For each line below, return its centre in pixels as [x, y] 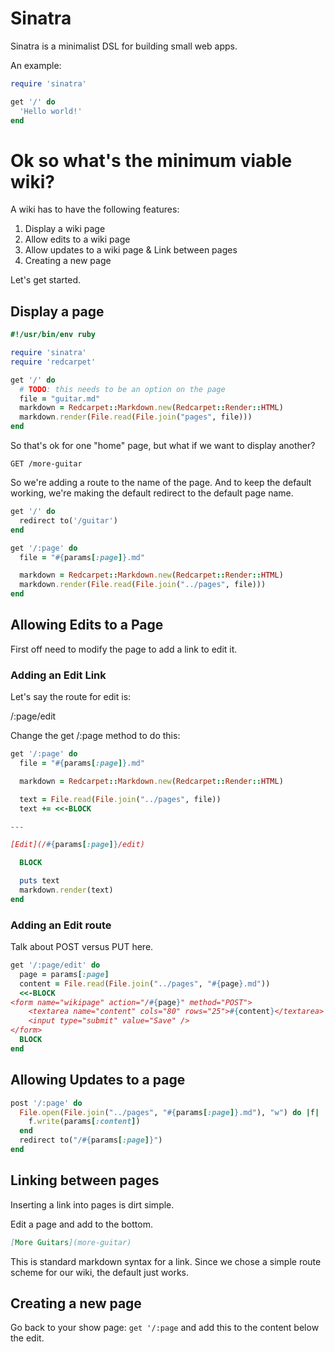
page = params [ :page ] [64, 974]
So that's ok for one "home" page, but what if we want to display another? [163, 446]
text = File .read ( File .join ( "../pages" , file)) [120, 799]
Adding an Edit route [61, 925]
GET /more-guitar [46, 464]
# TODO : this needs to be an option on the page [122, 389]
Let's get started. [46, 280]
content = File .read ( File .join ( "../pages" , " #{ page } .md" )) [145, 983]
